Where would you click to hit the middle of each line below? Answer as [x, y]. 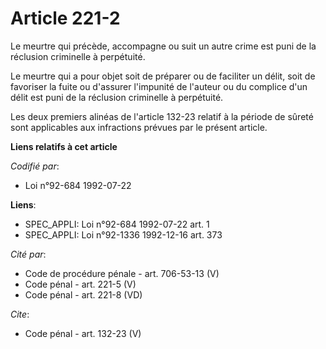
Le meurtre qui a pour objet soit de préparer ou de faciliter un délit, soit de [163, 76]
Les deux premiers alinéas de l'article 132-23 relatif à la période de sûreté [162, 116]
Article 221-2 [65, 18]
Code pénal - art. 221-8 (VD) [83, 294]
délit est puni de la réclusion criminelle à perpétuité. [117, 97]
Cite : [20, 314]
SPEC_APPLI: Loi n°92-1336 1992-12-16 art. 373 [123, 234]
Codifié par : [35, 166]
